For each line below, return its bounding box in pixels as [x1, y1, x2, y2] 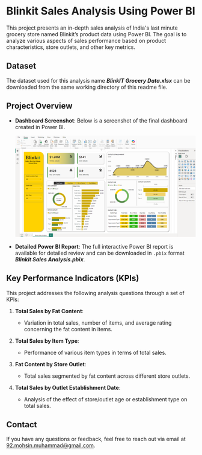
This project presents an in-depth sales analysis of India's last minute [6, 24, 179, 31]
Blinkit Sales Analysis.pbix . [14, 255, 85, 263]
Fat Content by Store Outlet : [14, 360, 87, 367]
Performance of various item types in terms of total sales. [23, 349, 167, 356]
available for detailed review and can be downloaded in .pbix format [14, 249, 185, 256]
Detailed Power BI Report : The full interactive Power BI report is [14, 243, 174, 250]
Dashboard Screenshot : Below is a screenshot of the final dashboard [14, 116, 188, 124]
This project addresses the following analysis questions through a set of [6, 289, 185, 296]
